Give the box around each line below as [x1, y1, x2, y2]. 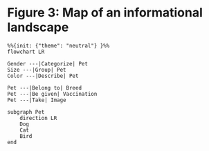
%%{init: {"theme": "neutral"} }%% [7, 42, 110, 49]
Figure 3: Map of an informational [7, 5, 203, 21]
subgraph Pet [7, 108, 45, 115]
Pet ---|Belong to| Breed [7, 84, 82, 91]
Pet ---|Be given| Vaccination [7, 90, 98, 97]
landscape [7, 19, 69, 35]
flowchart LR [7, 48, 45, 55]
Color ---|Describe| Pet [7, 72, 79, 79]
